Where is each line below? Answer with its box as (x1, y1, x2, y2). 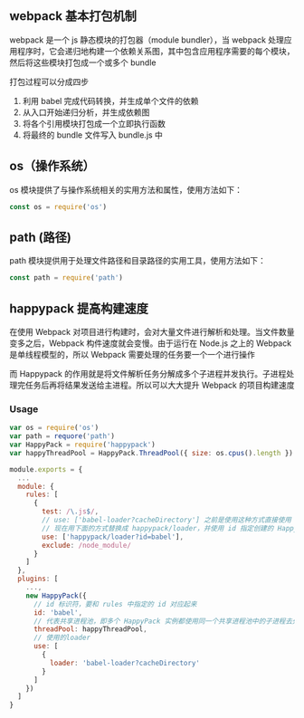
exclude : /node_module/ (42, 541, 131, 550)
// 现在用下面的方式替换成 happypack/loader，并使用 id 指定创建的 (42, 523, 274, 532)
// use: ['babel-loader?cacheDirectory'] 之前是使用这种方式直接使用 (42, 515, 292, 525)
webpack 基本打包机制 (9, 8, 138, 24)
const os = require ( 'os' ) (9, 202, 107, 211)
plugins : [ (17, 574, 59, 584)
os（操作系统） (9, 158, 95, 174)
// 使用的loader (33, 633, 91, 643)
